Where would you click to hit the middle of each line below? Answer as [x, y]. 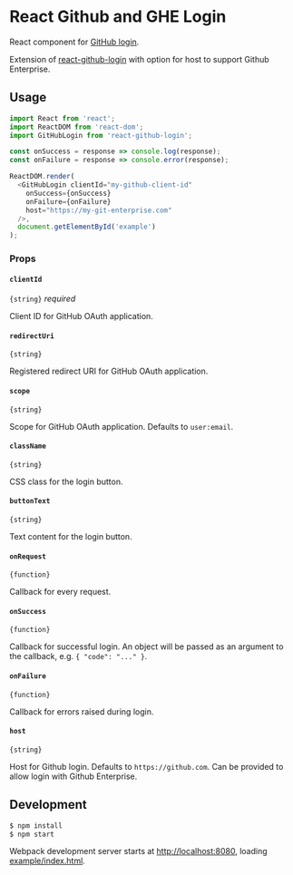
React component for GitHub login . [74, 42]
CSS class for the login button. [66, 481]
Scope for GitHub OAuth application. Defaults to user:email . [122, 426]
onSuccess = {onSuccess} [68, 193]
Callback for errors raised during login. [82, 711]
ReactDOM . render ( [42, 177]
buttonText [30, 501]
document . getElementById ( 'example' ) [87, 227]
